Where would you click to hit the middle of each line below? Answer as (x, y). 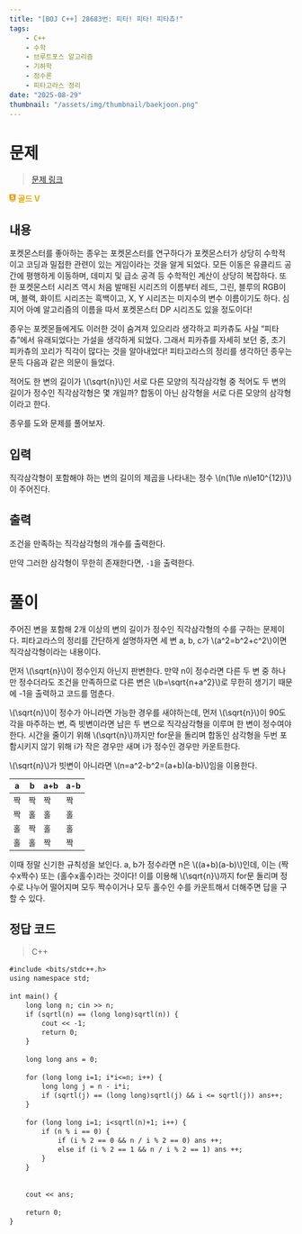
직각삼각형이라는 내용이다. (55, 651)
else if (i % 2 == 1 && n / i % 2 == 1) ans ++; (150, 1149)
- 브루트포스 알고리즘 (59, 57)
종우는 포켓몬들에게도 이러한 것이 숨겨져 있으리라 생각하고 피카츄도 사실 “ (137, 329)
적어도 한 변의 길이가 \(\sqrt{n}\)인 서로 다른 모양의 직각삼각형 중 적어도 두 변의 (148, 382)
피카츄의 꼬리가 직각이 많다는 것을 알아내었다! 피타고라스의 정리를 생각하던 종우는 (151, 351)
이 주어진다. (30, 489)
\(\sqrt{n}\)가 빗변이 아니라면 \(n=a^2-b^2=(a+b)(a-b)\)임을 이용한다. (133, 765)
